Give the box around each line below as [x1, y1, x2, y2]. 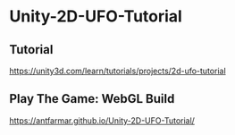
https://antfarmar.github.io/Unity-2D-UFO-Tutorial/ [9, 114, 195, 126]
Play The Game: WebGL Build [9, 91, 175, 106]
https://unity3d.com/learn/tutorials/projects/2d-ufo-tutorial [9, 65, 226, 76]
